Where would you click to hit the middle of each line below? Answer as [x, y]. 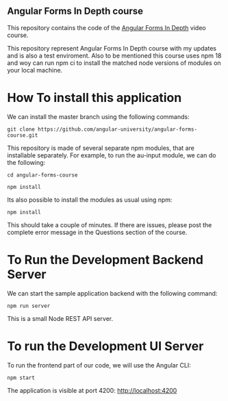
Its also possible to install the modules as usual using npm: [90, 199]
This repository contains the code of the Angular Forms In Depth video [107, 27]
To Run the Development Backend [105, 260]
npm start [21, 378]
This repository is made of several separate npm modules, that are [101, 148]
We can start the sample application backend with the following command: [112, 293]
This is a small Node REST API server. [60, 318]
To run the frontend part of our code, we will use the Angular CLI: [99, 365]
